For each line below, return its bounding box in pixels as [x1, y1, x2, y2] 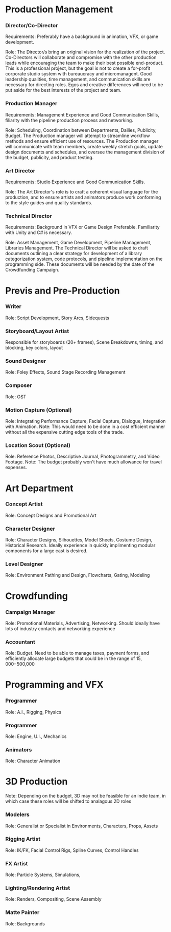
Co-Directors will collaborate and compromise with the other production [5, 54, 157, 61]
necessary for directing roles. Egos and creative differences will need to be [5, 82, 163, 88]
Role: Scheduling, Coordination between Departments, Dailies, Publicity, [5, 127, 157, 133]
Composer [5, 382, 32, 389]
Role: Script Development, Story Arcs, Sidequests [5, 315, 110, 321]
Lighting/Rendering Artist [5, 884, 70, 891]
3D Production [5, 776, 68, 787]
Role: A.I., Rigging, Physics [5, 709, 62, 715]
